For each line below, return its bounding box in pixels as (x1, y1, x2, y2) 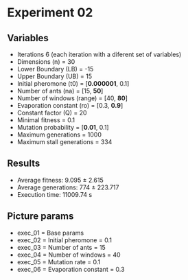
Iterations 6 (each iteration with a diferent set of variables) (16, 50, 182, 58)
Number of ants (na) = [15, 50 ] (16, 87, 104, 95)
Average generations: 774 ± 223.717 (16, 183, 119, 191)
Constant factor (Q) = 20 (16, 108, 87, 117)
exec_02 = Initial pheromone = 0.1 (16, 235, 112, 244)
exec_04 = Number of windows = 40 (16, 250, 121, 259)
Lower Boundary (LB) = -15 (16, 65, 94, 73)
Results (7, 158, 40, 170)
